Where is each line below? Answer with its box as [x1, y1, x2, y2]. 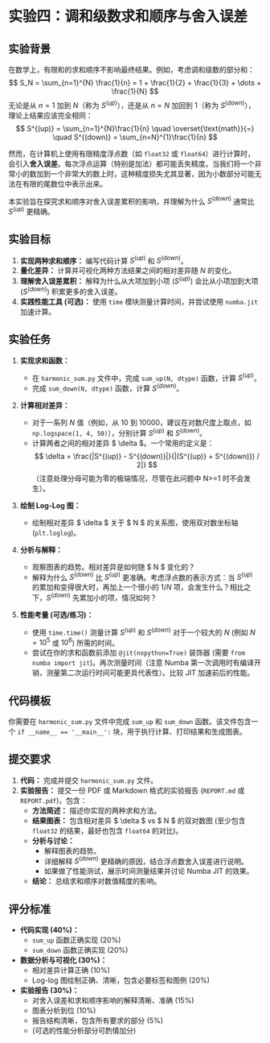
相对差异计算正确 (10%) [31, 966, 111, 975]
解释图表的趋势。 [43, 846, 101, 855]
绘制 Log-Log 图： [19, 500, 81, 510]
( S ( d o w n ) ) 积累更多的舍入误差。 [19, 285, 122, 296]
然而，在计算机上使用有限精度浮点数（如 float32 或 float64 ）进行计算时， [8, 148, 256, 158]
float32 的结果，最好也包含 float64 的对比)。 [31, 826, 183, 835]
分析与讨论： [31, 835, 75, 846]
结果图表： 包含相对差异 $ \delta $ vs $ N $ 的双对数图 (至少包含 [31, 815, 246, 826]
